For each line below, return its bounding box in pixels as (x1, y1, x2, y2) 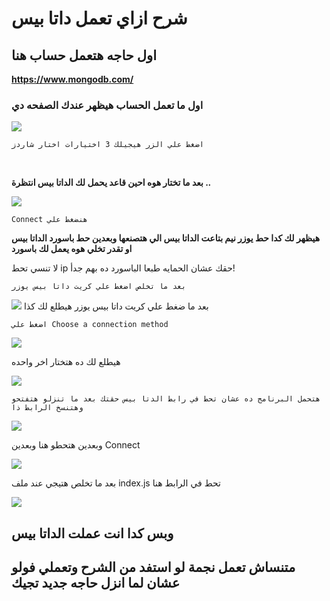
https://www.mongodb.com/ (11, 73, 134, 85)
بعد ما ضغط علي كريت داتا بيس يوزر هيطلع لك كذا (23, 300, 209, 312)
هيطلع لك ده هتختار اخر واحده (11, 356, 121, 368)
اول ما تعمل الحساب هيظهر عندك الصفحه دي (11, 98, 204, 112)
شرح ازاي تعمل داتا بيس (11, 7, 188, 30)
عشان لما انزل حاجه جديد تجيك (11, 575, 181, 592)
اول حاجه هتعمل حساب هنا (11, 47, 158, 64)
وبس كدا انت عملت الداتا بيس (11, 525, 174, 542)
